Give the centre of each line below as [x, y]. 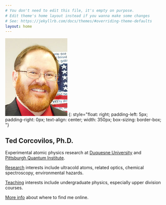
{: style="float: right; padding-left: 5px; [108, 114]
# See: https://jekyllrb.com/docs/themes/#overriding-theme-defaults [79, 21]
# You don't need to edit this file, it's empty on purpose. [70, 10]
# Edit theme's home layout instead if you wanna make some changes [78, 16]
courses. [14, 188]
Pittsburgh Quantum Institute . [35, 158]
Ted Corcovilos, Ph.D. [39, 141]
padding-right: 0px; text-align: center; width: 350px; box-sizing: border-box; [83, 120]
